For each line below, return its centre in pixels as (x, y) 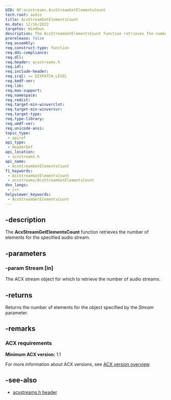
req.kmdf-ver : (20, 81)
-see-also (21, 380)
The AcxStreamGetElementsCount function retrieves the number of (77, 232)
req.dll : (15, 57)
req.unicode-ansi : (25, 128)
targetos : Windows (25, 29)
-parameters (26, 253)
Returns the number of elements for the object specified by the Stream (80, 307)
